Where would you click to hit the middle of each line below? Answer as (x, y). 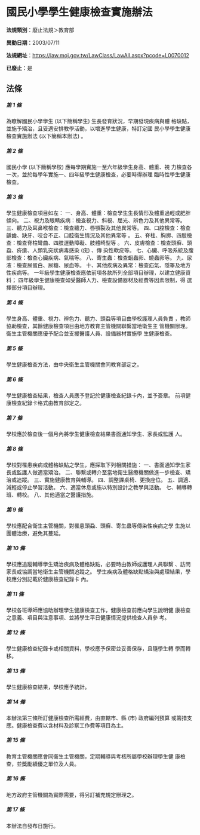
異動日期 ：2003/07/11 (33, 42)
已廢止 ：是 (19, 68)
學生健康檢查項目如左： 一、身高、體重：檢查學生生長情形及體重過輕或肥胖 (99, 213)
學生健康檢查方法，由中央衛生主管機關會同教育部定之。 (74, 364)
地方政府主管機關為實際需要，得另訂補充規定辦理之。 (72, 794)
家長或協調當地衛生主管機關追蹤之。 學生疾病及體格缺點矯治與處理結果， (96, 572)
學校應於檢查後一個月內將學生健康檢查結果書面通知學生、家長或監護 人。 (96, 434)
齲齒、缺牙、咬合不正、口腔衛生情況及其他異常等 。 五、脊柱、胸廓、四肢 (96, 235)
